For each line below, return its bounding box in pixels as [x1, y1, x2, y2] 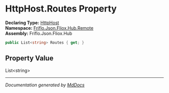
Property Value [5, 54, 54, 63]
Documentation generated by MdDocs [5, 81, 84, 88]
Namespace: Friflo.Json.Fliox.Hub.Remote [5, 25, 94, 31]
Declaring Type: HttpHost [5, 20, 59, 26]
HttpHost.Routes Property [5, 3, 117, 15]
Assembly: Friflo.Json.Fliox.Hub [5, 30, 72, 36]
